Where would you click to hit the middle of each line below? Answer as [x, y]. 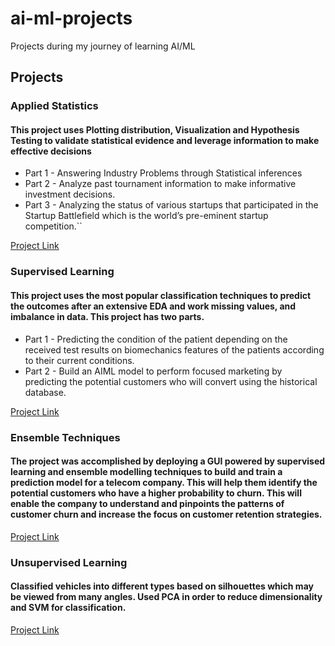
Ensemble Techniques [65, 437]
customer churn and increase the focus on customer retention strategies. [166, 514]
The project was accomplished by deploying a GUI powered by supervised [168, 461]
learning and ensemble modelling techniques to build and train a [146, 472]
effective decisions [51, 151]
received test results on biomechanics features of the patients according [174, 349]
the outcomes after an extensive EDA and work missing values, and [153, 306]
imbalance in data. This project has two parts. [107, 316]
